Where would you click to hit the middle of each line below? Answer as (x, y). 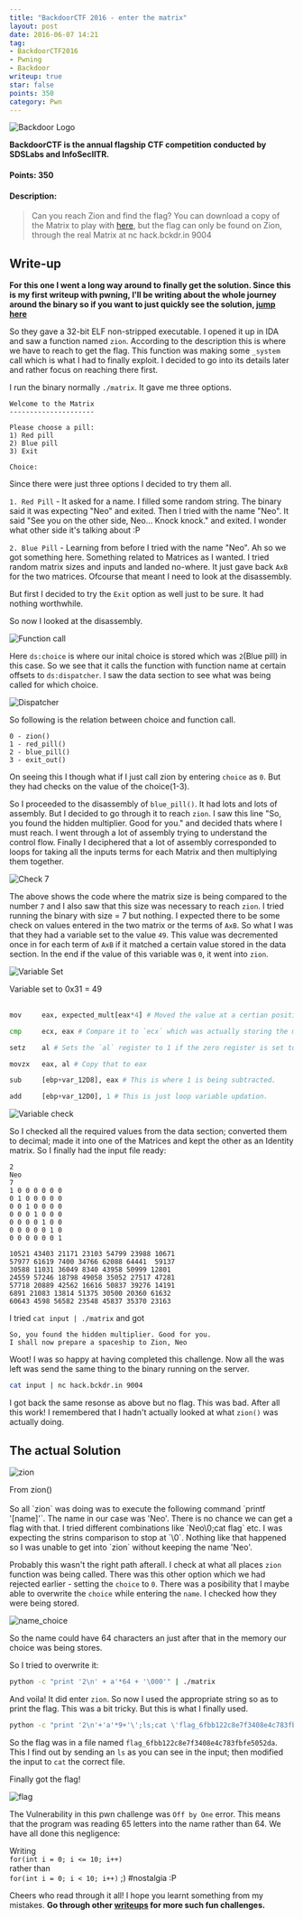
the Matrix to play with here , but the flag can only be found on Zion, (156, 226)
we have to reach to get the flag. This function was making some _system (145, 350)
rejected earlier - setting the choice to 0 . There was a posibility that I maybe (150, 1584)
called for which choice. (54, 685)
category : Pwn (36, 102)
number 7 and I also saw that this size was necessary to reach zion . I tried (147, 906)
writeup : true (36, 77)
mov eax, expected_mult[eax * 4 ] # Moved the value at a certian (139, 1015)
